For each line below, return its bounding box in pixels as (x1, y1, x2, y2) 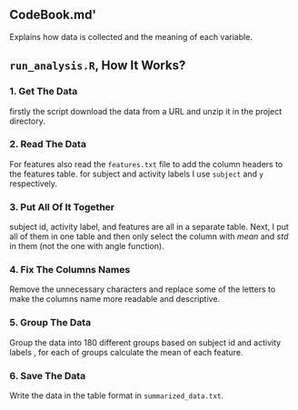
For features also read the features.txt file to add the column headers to (9, 158, 283, 169)
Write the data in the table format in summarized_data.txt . (9, 390, 224, 401)
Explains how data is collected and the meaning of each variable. (9, 31, 253, 42)
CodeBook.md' (9, 7, 97, 23)
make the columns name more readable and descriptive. (9, 294, 221, 305)
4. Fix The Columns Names (9, 264, 131, 276)
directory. (9, 115, 45, 126)
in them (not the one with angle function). (9, 241, 165, 252)
